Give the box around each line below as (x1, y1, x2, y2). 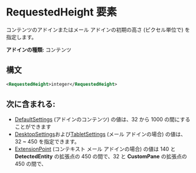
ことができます (14, 123, 51, 130)
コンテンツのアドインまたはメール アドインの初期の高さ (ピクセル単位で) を (6, 26, 191, 33)
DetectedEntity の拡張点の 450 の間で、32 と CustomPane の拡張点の (14, 153, 187, 160)
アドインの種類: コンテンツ (6, 46, 72, 53)
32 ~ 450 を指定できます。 (14, 138, 80, 145)
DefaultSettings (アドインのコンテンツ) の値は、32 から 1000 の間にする (14, 116, 191, 123)
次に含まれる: (6, 99, 56, 110)
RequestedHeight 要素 (6, 5, 117, 19)
